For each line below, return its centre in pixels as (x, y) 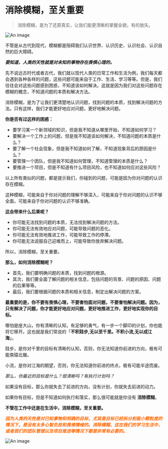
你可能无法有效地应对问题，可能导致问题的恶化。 (63, 228)
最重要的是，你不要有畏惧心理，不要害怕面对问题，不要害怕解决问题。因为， (84, 302)
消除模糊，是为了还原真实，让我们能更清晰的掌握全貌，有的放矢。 (85, 25)
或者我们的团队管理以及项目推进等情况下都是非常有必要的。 (66, 431)
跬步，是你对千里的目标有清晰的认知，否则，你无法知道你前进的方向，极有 (82, 348)
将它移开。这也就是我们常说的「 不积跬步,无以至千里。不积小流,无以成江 (79, 331)
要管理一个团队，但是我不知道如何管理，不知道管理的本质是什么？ (80, 161)
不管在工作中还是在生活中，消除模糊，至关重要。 (55, 407)
